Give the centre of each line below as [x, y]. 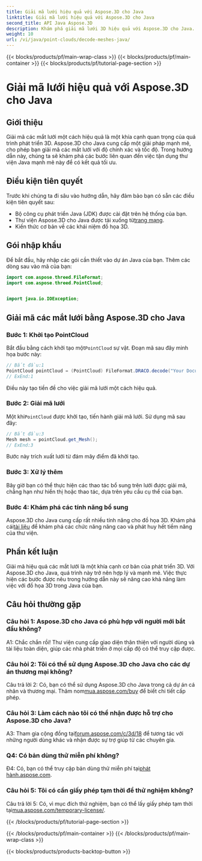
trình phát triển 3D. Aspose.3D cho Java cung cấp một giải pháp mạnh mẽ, [99, 143]
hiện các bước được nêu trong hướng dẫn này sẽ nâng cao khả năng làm [96, 579]
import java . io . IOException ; [43, 299]
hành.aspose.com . [29, 775]
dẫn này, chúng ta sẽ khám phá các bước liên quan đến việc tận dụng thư [97, 156]
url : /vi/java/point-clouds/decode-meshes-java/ [68, 40]
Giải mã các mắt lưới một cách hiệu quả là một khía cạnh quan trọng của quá [101, 137]
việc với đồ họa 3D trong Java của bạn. [55, 585]
